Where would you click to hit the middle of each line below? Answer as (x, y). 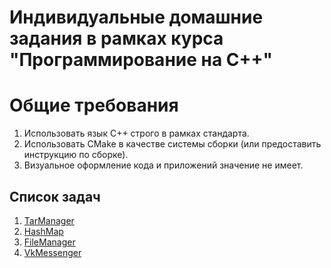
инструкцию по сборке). (76, 155)
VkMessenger (52, 252)
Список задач (55, 196)
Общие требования (94, 105)
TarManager (49, 220)
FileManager (49, 242)
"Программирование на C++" (141, 60)
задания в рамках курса (116, 38)
